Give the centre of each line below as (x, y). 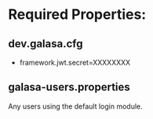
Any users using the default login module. (75, 106)
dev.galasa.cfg (46, 44)
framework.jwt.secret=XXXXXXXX (75, 62)
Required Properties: (77, 15)
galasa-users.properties (69, 87)
